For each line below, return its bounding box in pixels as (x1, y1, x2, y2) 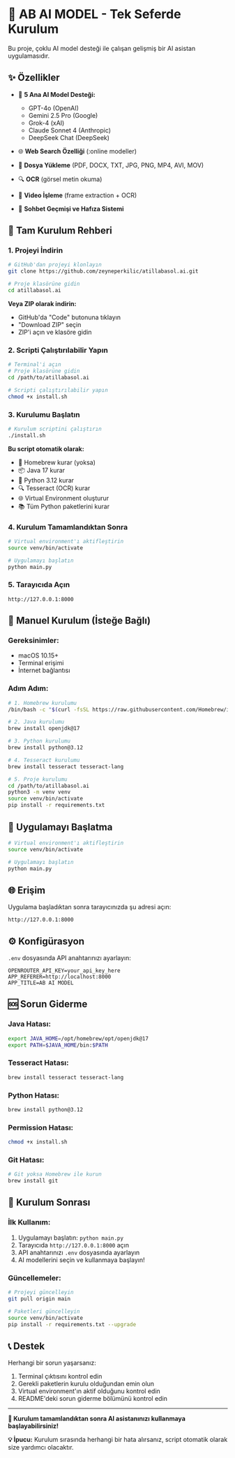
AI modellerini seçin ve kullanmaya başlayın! (17, 1255, 145, 1264)
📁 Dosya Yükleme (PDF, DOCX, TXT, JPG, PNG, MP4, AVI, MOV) (17, 160, 204, 169)
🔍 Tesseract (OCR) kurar (17, 484, 91, 492)
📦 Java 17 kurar (17, 466, 66, 474)
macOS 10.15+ (17, 651, 59, 660)
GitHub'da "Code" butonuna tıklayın (17, 313, 121, 321)
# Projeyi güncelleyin (8, 1289, 74, 1296)
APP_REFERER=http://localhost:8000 (8, 973, 112, 980)
